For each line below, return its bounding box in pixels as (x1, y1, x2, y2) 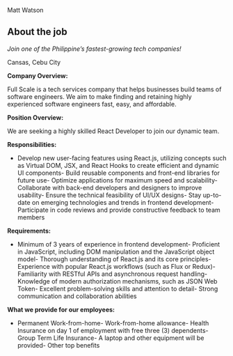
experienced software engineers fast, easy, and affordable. (7, 100, 177, 108)
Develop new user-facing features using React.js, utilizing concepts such (17, 153, 227, 162)
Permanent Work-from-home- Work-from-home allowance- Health (17, 318, 209, 327)
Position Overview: (7, 113, 64, 121)
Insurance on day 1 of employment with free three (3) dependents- (17, 326, 209, 334)
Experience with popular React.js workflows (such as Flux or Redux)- (17, 262, 216, 270)
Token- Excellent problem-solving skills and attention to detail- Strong (17, 284, 218, 293)
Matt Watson (7, 6, 44, 14)
